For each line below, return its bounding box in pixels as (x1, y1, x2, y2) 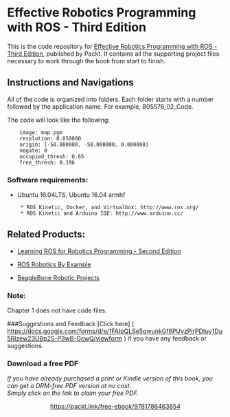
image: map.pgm (19, 129, 63, 136)
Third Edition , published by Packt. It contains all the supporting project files (7, 50, 220, 58)
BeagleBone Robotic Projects (16, 273, 100, 281)
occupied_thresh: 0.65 (19, 153, 84, 160)
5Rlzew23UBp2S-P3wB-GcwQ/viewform (7, 334, 122, 343)
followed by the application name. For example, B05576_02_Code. (7, 102, 194, 111)
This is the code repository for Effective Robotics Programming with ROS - (7, 42, 218, 50)
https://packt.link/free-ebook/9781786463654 (50, 403, 181, 411)
